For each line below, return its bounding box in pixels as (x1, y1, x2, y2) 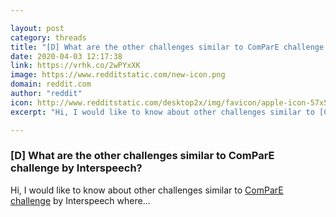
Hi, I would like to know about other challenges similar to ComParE (10, 184, 284, 196)
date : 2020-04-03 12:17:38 (10, 51, 123, 61)
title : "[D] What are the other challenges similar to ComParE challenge (10, 42, 325, 52)
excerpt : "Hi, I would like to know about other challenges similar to (10, 107, 315, 117)
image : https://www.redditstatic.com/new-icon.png (10, 70, 226, 80)
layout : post (10, 23, 65, 33)
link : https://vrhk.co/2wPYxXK (10, 61, 141, 71)
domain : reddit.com (10, 79, 92, 90)
